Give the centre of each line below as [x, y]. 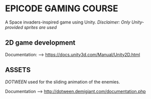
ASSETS [18, 70]
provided [14, 27]
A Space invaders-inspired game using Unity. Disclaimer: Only [68, 22]
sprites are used [41, 27]
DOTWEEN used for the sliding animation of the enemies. [63, 82]
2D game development [40, 43]
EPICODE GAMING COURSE [62, 9]
